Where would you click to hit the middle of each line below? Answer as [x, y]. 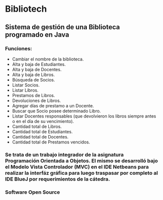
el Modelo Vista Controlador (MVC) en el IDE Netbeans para [77, 167]
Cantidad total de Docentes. [40, 137]
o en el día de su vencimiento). [43, 121]
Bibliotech [26, 9]
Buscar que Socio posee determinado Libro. [56, 111]
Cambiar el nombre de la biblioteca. [48, 59]
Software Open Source [32, 192]
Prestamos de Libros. [33, 95]
